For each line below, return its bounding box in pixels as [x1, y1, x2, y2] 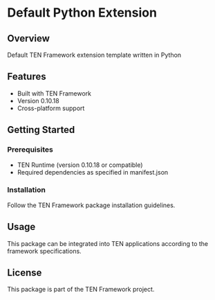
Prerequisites [7, 145, 53, 155]
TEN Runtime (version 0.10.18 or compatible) [17, 161, 143, 169]
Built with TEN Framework [17, 89, 92, 98]
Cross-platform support [17, 104, 85, 112]
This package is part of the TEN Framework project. [7, 285, 155, 294]
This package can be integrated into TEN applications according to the [7, 239, 209, 247]
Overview [7, 33, 50, 44]
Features [7, 71, 46, 82]
